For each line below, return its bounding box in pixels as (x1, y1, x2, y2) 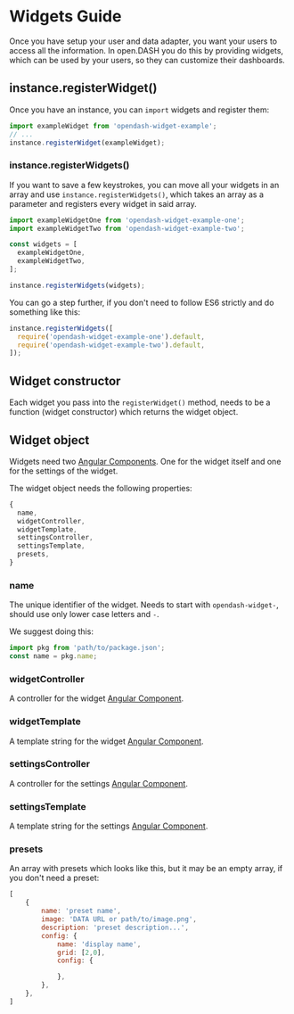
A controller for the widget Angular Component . (9, 693, 184, 704)
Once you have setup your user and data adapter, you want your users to (9, 36, 278, 46)
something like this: (9, 306, 81, 317)
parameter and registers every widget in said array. (9, 198, 198, 209)
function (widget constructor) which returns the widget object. (9, 407, 239, 417)
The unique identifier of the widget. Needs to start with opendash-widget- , (9, 599, 279, 610)
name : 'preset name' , (41, 907, 122, 916)
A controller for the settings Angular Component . (9, 778, 189, 788)
